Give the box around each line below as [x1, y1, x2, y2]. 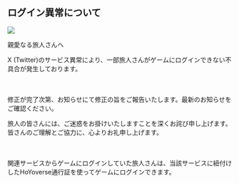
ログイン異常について [7, 6, 101, 19]
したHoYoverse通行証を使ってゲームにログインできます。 [7, 167, 176, 176]
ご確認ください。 [7, 104, 58, 113]
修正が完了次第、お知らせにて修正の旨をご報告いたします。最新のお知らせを [7, 95, 232, 103]
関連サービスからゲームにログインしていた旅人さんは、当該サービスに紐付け [7, 159, 233, 167]
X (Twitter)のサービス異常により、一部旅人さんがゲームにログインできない [7, 56, 225, 64]
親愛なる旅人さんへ [7, 40, 64, 48]
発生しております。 [26, 64, 82, 73]
